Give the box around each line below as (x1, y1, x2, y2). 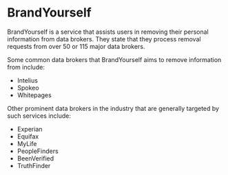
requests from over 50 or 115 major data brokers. (7, 42, 145, 50)
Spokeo (17, 83, 39, 92)
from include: (7, 63, 45, 71)
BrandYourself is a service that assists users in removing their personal (7, 28, 209, 36)
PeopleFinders (17, 147, 59, 155)
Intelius (17, 76, 38, 84)
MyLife (17, 139, 37, 147)
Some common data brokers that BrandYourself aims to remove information (7, 55, 222, 63)
